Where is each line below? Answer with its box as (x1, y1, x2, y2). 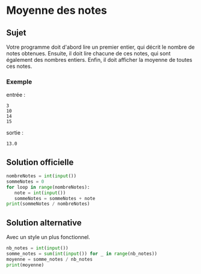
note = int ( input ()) (14, 190, 66, 196)
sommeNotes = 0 (6, 178, 45, 184)
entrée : (6, 91, 26, 99)
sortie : (6, 129, 24, 136)
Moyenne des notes (6, 4, 107, 17)
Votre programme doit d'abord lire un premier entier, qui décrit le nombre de (6, 43, 195, 50)
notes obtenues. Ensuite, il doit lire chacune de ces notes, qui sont (6, 50, 171, 57)
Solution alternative (6, 218, 82, 228)
